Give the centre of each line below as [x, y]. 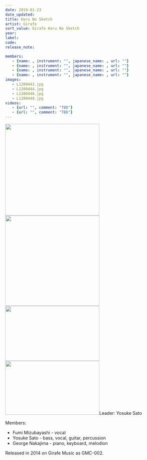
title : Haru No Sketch [29, 19]
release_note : [20, 47]
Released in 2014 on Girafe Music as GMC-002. [54, 453]
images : [13, 80]
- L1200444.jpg [28, 89]
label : [12, 38]
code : [11, 43]
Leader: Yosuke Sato [121, 413]
